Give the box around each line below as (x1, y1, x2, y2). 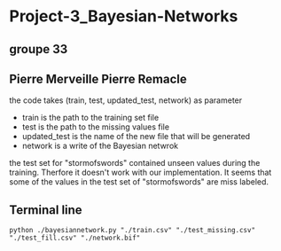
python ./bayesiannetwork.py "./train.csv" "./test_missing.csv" (9, 226, 255, 235)
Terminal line (9, 202, 82, 217)
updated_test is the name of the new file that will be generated (21, 131, 251, 142)
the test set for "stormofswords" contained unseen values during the (9, 158, 261, 169)
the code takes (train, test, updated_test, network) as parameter (9, 95, 243, 106)
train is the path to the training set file (21, 113, 160, 123)
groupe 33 (9, 42, 68, 57)
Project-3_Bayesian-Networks (9, 6, 238, 27)
